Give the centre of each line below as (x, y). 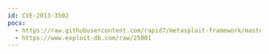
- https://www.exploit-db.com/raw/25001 (83, 38)
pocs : (16, 23)
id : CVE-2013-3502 (38, 15)
